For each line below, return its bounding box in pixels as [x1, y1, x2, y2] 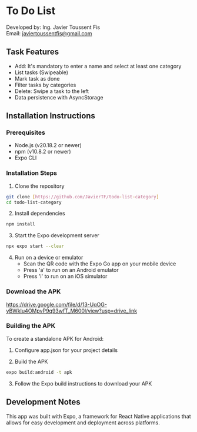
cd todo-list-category [6, 199, 62, 205]
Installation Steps [6, 169, 58, 177]
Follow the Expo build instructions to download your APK [14, 380, 152, 387]
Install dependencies [14, 210, 66, 217]
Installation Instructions [6, 111, 96, 121]
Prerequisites [6, 128, 45, 137]
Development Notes [6, 397, 81, 407]
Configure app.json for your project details [14, 346, 118, 354]
